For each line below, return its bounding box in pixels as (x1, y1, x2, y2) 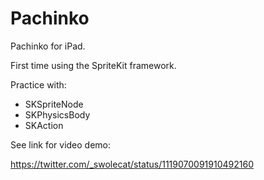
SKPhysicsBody (24, 108, 91, 121)
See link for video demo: (10, 138, 112, 151)
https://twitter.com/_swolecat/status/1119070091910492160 (10, 158, 254, 170)
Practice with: (10, 78, 67, 91)
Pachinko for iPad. (10, 40, 86, 52)
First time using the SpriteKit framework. (10, 59, 177, 71)
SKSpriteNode (24, 98, 84, 110)
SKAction (24, 119, 64, 131)
